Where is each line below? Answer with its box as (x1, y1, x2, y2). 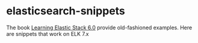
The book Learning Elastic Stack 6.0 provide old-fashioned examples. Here (6, 24, 193, 31)
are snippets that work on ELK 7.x (6, 30, 89, 37)
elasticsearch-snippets (6, 4, 125, 18)
